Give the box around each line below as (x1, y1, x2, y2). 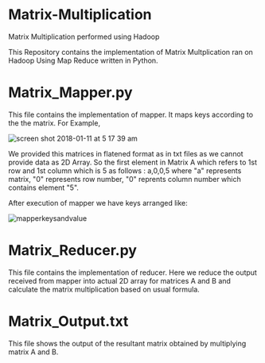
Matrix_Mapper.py (8, 83, 133, 102)
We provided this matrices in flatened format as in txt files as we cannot (8, 149, 244, 158)
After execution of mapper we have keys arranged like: (8, 198, 189, 207)
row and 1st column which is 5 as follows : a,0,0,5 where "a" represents (8, 165, 242, 176)
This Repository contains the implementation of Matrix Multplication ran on (8, 47, 253, 56)
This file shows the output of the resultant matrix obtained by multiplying (8, 338, 247, 348)
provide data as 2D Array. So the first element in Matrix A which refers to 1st (8, 157, 257, 167)
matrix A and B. (8, 347, 59, 357)
